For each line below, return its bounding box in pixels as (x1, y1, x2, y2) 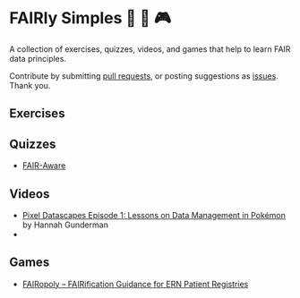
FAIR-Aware (21, 160, 66, 171)
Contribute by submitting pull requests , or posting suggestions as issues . (9, 70, 279, 81)
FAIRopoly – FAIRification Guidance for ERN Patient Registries (21, 278, 249, 289)
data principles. (9, 53, 67, 64)
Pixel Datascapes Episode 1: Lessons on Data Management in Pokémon (21, 209, 287, 220)
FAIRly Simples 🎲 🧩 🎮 (9, 8, 172, 29)
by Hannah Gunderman (21, 219, 109, 230)
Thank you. (9, 80, 51, 90)
